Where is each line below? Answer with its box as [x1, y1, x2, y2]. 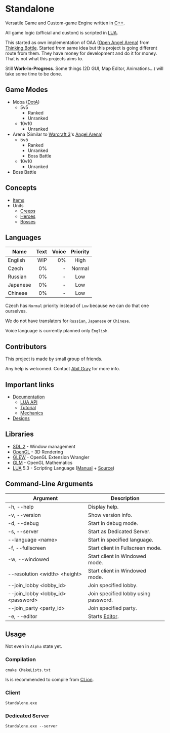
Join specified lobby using [88, 590, 151, 597]
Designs [12, 415, 30, 421]
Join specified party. [88, 604, 137, 611]
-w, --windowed [8, 556, 50, 563]
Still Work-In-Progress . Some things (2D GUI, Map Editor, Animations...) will [5, 65, 163, 71]
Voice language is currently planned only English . [5, 328, 109, 334]
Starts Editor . [88, 612, 119, 620]
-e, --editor [8, 612, 37, 620]
